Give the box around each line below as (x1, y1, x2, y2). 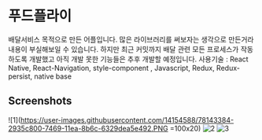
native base (34, 72, 72, 81)
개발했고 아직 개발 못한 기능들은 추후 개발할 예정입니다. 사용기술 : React (28, 54, 249, 64)
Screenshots (8, 94, 72, 108)
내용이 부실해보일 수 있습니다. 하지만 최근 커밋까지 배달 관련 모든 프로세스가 (8, 44, 239, 53)
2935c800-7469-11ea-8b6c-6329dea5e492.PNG (8, 123, 168, 133)
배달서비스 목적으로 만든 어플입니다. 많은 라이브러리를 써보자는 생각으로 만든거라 (8, 35, 254, 44)
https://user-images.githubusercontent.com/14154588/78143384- (20, 115, 234, 124)
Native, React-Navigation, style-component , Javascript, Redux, (8, 63, 215, 72)
